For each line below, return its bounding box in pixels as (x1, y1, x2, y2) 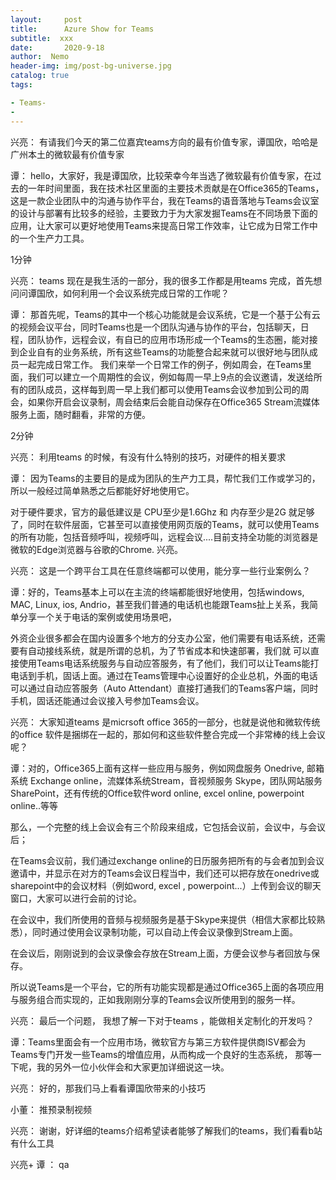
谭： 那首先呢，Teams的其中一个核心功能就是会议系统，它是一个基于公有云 (10, 308, 321, 320)
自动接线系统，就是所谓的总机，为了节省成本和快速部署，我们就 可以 (27, 644, 311, 656)
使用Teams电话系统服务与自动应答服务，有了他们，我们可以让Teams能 (18, 657, 311, 669)
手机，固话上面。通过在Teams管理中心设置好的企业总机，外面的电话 (36, 669, 318, 681)
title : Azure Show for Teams (10, 24, 155, 34)
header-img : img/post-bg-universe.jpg (10, 61, 172, 71)
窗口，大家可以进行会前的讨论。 (10, 892, 142, 904)
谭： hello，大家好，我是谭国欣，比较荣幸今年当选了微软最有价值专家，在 (10, 169, 313, 181)
